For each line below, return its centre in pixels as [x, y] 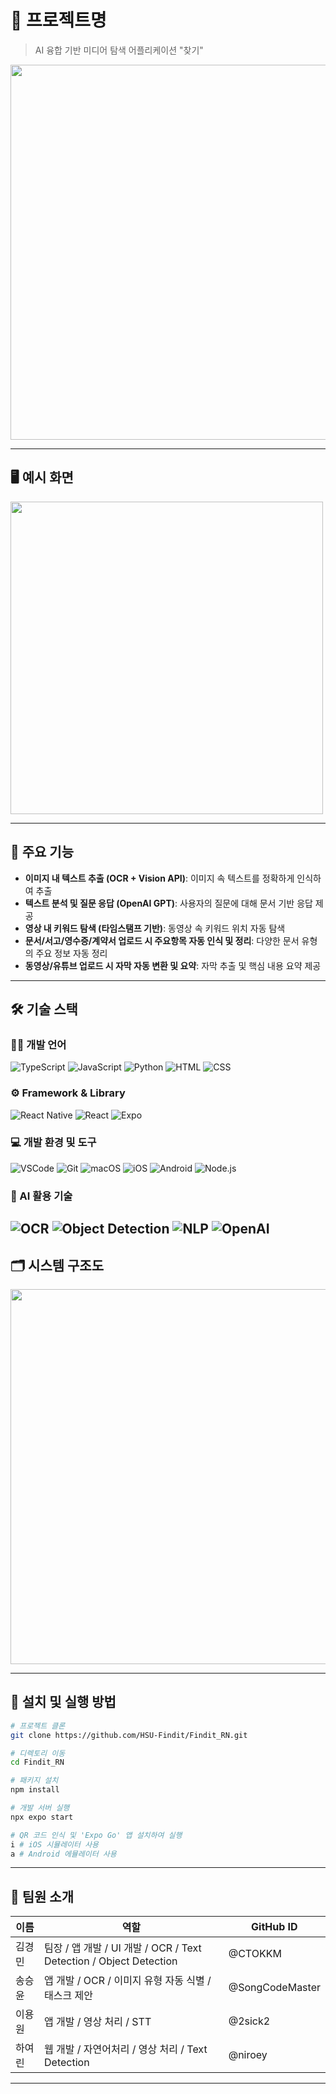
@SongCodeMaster [274, 1988]
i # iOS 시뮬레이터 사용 [55, 1844]
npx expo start [42, 1817]
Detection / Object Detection [111, 1961]
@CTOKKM [255, 1954]
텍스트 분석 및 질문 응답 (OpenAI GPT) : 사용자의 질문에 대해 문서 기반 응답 [168, 903]
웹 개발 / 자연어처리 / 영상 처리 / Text [126, 2049]
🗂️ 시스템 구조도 [57, 1265]
